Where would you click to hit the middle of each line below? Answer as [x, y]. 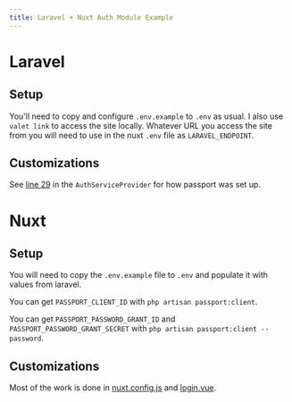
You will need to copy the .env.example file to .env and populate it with [139, 275]
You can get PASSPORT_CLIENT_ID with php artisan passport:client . [133, 302]
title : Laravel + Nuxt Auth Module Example [92, 17]
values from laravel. [46, 285]
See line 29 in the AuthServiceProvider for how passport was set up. [135, 185]
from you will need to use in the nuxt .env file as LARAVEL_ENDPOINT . [132, 135]
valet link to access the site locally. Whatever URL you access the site [141, 125]
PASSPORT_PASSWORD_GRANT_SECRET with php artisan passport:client [133, 329]
